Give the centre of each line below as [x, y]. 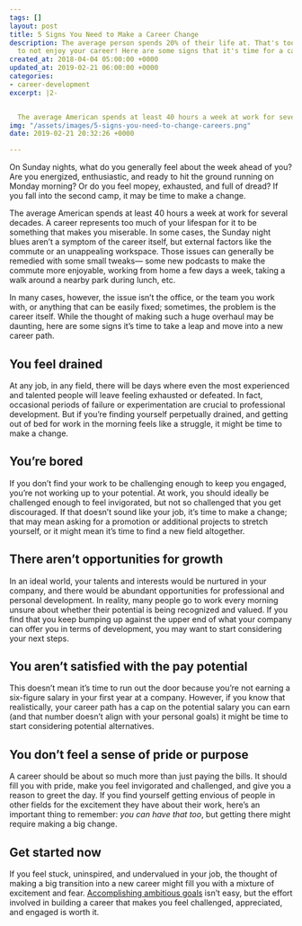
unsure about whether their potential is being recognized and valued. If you [149, 610]
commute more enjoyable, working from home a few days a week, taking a [147, 271]
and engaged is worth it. [54, 912]
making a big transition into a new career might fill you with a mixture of [142, 883]
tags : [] [26, 18]
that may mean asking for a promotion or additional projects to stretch [138, 521]
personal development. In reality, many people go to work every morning [144, 600]
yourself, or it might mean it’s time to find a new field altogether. [127, 530]
